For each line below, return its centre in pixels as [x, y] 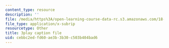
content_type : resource [30, 10]
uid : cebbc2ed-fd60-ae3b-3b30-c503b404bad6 [52, 38]
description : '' [22, 14]
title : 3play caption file [33, 33]
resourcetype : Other [27, 28]
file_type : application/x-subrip [40, 24]
